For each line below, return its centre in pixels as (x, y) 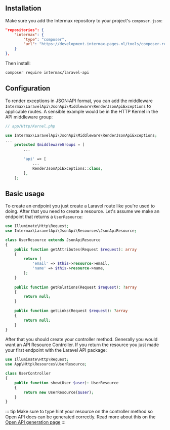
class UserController (28, 374)
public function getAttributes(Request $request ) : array (76, 249)
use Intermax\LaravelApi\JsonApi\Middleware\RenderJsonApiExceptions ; (81, 135)
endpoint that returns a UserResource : (44, 217)
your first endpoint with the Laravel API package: (56, 350)
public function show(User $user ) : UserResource (67, 383)
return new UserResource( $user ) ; (59, 392)
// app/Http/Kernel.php (30, 126)
